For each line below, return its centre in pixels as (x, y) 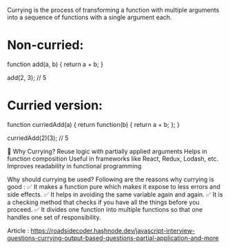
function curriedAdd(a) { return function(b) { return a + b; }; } (94, 124)
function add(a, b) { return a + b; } (55, 64)
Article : (18, 230)
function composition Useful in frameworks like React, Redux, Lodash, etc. (113, 159)
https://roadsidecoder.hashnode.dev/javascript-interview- (113, 230)
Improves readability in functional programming (74, 166)
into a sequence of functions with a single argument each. (90, 17)
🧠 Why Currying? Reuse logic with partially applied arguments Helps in (107, 151)
